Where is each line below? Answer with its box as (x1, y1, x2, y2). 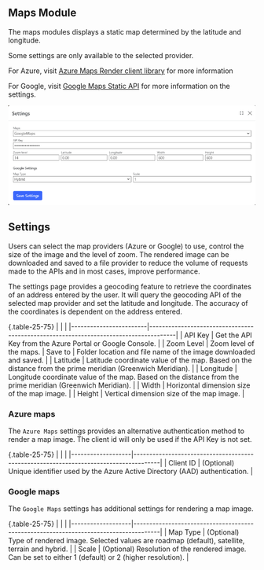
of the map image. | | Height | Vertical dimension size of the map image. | (8, 388, 245, 398)
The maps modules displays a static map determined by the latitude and (8, 27, 242, 36)
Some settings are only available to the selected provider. (8, 50, 194, 60)
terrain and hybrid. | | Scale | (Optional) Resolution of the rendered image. (8, 544, 247, 553)
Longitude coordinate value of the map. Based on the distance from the (8, 372, 240, 381)
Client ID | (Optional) (168, 458, 235, 467)
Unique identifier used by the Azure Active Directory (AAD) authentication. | (8, 467, 254, 476)
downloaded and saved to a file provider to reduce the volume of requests (8, 258, 248, 267)
